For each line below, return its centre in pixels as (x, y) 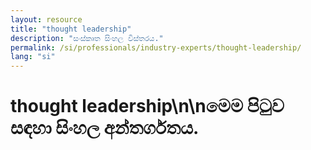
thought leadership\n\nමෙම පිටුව (147, 106)
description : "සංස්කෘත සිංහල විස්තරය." (87, 38)
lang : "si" (33, 57)
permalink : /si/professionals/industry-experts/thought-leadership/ (156, 47)
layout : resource (46, 19)
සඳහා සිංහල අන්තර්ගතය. (105, 128)
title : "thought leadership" (71, 29)
